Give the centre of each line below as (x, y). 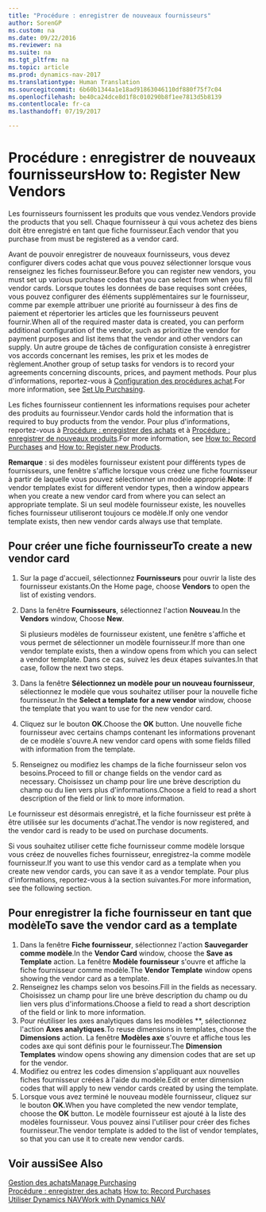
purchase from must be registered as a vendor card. (94, 238)
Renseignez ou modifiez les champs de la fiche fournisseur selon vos (133, 764)
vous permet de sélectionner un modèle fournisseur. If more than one (132, 642)
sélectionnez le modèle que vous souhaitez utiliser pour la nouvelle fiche (139, 691)
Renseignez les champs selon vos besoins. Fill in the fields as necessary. (138, 986)
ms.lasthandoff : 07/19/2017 (55, 112)
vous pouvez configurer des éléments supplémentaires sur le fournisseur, (129, 296)
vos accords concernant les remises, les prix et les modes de (108, 355)
